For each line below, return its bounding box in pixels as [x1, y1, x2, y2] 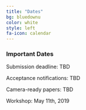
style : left [6, 25, 35, 31]
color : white [6, 19, 38, 25]
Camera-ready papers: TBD [6, 86, 74, 93]
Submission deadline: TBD [6, 63, 71, 71]
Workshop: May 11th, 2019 [6, 98, 70, 105]
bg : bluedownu [6, 14, 41, 20]
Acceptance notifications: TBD [6, 75, 81, 82]
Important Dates [6, 50, 54, 58]
